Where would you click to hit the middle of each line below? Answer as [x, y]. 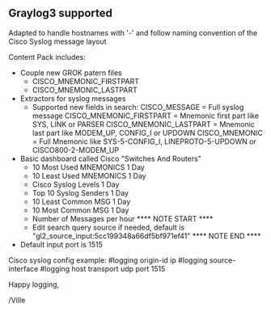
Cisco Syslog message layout [57, 41]
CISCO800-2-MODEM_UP [76, 150]
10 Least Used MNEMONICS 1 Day [89, 175]
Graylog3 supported [61, 13]
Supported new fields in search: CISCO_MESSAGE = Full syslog [138, 107]
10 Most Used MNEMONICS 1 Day [89, 167]
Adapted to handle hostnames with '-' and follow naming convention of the [133, 32]
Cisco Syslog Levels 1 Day [76, 184]
